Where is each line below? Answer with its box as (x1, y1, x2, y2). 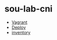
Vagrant (11, 19, 28, 25)
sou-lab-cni (4, 3, 53, 14)
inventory (11, 29, 31, 35)
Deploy (11, 24, 26, 30)
